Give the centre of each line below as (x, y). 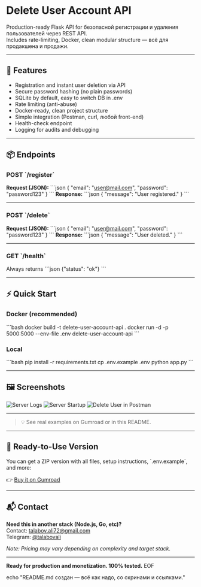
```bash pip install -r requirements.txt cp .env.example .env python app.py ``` (100, 362)
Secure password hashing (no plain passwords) (74, 91)
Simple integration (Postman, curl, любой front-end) (79, 117)
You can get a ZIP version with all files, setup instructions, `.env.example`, (97, 461)
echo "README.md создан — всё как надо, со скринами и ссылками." (96, 577)
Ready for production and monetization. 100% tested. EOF (80, 566)
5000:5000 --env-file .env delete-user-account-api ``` (73, 334)
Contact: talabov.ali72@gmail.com (48, 531)
